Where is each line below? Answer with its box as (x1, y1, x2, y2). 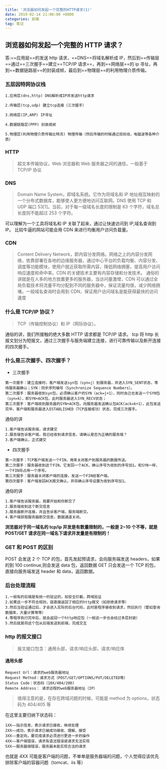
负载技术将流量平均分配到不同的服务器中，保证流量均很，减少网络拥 (21, 282, 161, 288)
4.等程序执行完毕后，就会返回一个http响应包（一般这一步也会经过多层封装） (5, 616, 140, 621)
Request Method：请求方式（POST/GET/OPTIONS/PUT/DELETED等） (5, 675, 127, 680)
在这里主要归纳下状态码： (5, 712, 57, 718)
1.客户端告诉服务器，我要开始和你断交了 (5, 498, 76, 504)
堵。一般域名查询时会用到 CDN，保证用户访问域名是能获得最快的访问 (17, 288, 158, 294)
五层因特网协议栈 (5, 80, 46, 87)
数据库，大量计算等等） (5, 610, 46, 616)
